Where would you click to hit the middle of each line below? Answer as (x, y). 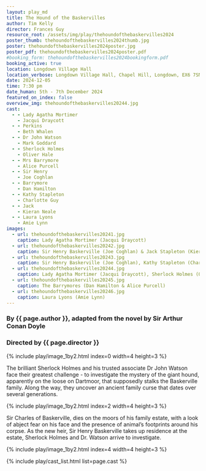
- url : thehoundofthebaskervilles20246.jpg (68, 291)
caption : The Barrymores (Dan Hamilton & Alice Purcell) (92, 286)
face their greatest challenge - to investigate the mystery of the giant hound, (103, 374)
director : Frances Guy (35, 29)
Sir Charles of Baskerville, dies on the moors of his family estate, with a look (102, 418)
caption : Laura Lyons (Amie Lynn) (61, 297)
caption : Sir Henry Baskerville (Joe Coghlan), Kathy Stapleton (101, 263)
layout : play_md (27, 12)
